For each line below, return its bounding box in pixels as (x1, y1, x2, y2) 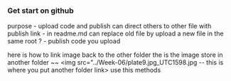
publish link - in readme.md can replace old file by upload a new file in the (7, 29, 224, 38)
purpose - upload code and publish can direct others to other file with (7, 22, 212, 31)
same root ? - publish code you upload (7, 37, 121, 45)
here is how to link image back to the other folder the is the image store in (7, 50, 223, 59)
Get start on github (7, 6, 75, 16)
